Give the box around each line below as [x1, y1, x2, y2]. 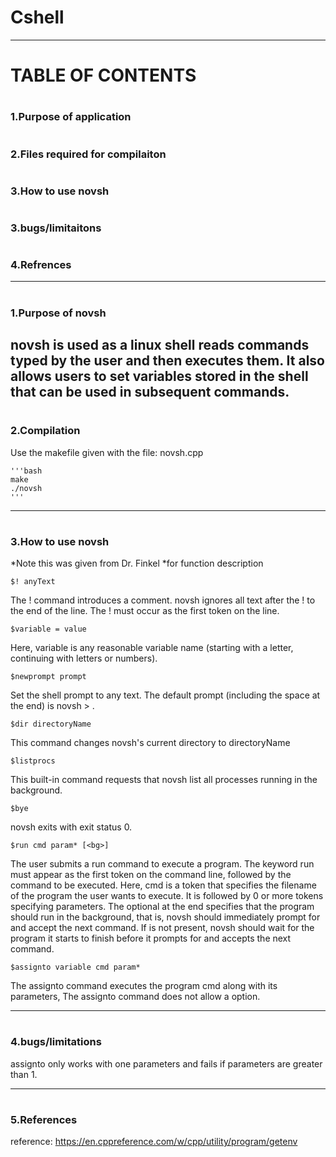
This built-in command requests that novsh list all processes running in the [10, 774, 318, 786]
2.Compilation [10, 424, 81, 438]
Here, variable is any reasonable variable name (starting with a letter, [10, 642, 294, 654]
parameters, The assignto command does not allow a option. [10, 991, 261, 1003]
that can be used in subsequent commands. [10, 384, 290, 401]
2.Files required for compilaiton [10, 147, 167, 161]
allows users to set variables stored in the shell [10, 368, 309, 385]
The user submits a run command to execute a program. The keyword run [10, 858, 315, 870]
